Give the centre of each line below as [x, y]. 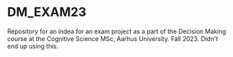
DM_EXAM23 [47, 12]
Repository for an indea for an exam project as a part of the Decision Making [117, 31]
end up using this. [33, 46]
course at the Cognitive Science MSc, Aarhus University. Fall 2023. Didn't [113, 38]
